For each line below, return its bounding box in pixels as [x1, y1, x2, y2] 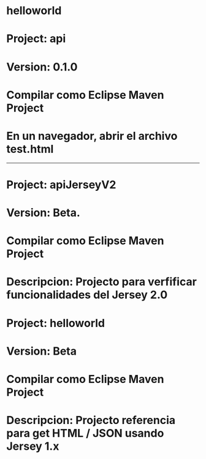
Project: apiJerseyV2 [6, 177, 116, 191]
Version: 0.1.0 [6, 60, 78, 74]
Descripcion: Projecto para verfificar [6, 275, 197, 289]
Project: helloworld [6, 316, 105, 330]
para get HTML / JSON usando [6, 426, 164, 441]
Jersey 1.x [6, 439, 59, 453]
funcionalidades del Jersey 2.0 [6, 288, 168, 302]
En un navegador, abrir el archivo [6, 129, 178, 143]
